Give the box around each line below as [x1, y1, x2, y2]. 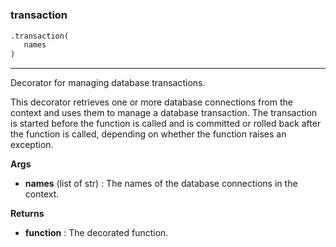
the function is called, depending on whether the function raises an [10, 128, 287, 140]
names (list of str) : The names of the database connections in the [24, 178, 298, 190]
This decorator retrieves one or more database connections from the [10, 96, 293, 108]
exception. [10, 139, 54, 151]
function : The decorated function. [24, 227, 169, 239]
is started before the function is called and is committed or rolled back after [10, 118, 322, 130]
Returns [10, 208, 45, 220]
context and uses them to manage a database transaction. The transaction [10, 107, 318, 119]
